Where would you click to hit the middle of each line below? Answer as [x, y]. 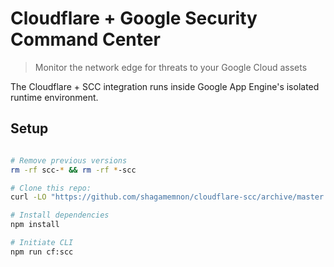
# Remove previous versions [69, 160]
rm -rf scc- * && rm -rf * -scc [73, 170]
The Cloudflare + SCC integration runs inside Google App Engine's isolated [165, 86]
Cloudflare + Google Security [134, 18]
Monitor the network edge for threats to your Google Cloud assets [171, 67]
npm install [35, 225]
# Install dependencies [60, 215]
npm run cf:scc [42, 252]
